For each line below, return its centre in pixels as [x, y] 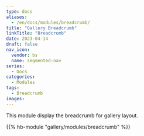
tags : [13, 88]
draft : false [22, 45]
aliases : [17, 17]
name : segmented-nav [36, 60]
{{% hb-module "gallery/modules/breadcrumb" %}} [68, 127]
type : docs [19, 11]
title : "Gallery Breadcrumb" [42, 28]
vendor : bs [25, 55]
